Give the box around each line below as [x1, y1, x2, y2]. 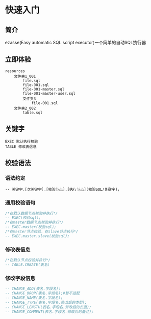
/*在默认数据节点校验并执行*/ [5, 211, 58, 216]
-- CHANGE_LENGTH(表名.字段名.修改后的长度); [5, 304, 92, 310]
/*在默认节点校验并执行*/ [5, 258, 50, 263]
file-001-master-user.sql [23, 91, 76, 96]
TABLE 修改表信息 [5, 144, 37, 149]
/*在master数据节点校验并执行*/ [5, 220, 64, 225]
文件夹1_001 [14, 74, 36, 79]
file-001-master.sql [23, 87, 65, 91]
